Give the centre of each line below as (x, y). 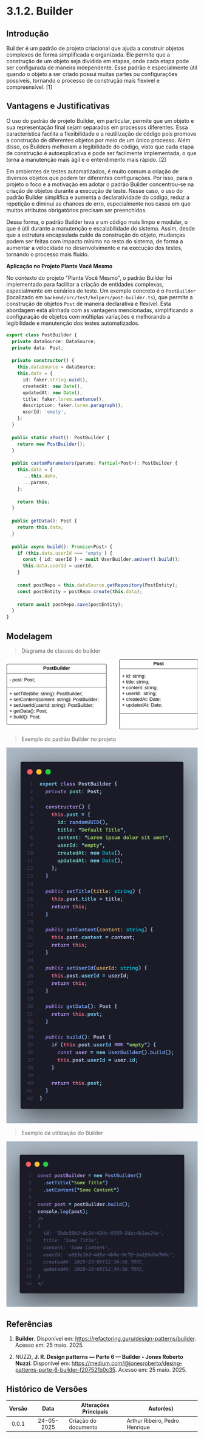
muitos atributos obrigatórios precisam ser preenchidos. (76, 210)
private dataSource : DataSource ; (54, 341)
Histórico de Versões (47, 1389)
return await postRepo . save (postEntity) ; (70, 604)
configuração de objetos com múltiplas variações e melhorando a (88, 316)
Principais (95, 1412)
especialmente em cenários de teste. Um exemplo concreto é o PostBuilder (101, 291)
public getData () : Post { (45, 521)
